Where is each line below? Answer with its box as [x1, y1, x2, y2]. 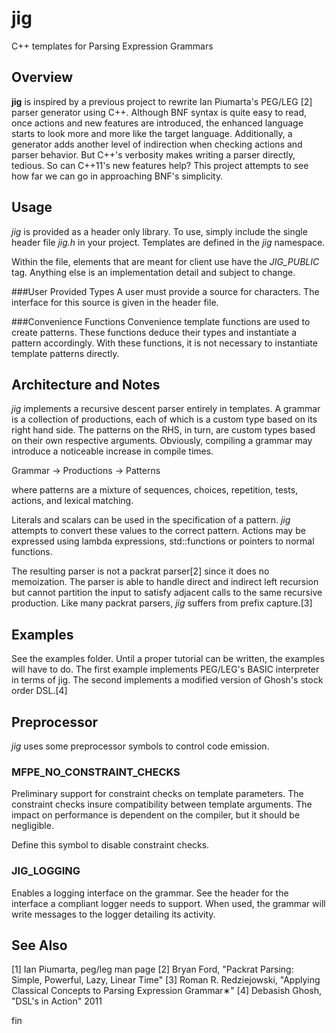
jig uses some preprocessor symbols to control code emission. [11, 740, 270, 752]
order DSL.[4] [11, 685, 68, 697]
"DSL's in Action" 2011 [11, 995, 103, 1007]
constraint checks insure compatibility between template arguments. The [11, 798, 313, 811]
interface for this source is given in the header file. [11, 296, 219, 308]
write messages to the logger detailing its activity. [11, 908, 216, 920]
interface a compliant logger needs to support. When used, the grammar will [11, 897, 326, 909]
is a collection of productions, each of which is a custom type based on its [11, 413, 318, 426]
